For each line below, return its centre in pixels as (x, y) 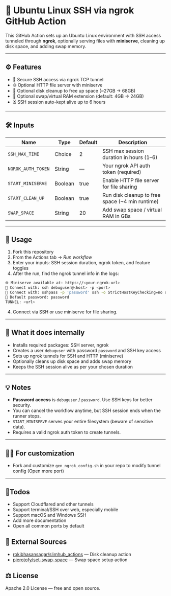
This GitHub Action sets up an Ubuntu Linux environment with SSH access (83, 35)
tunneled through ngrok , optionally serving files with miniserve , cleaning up (85, 41)
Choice (63, 154)
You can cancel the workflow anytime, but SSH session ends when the (87, 410)
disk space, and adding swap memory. (46, 46)
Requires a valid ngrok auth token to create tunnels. (67, 432)
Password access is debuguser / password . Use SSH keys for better (82, 400)
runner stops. (27, 416)
